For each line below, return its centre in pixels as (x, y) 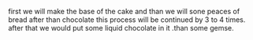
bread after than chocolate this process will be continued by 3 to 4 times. (127, 20)
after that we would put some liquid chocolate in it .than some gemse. (121, 28)
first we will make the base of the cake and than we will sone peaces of (124, 11)
